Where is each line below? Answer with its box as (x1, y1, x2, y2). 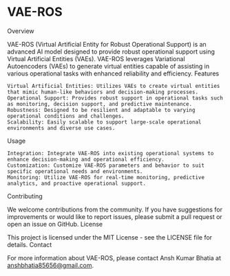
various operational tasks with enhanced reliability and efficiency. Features (7, 69, 219, 78)
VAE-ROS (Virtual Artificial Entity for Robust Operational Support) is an (7, 40, 207, 48)
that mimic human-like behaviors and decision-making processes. (7, 89, 198, 95)
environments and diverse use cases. (7, 124, 116, 131)
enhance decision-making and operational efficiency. (7, 156, 165, 163)
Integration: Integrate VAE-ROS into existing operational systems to (7, 150, 214, 157)
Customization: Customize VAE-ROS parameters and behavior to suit (7, 162, 205, 169)
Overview (7, 27, 34, 35)
